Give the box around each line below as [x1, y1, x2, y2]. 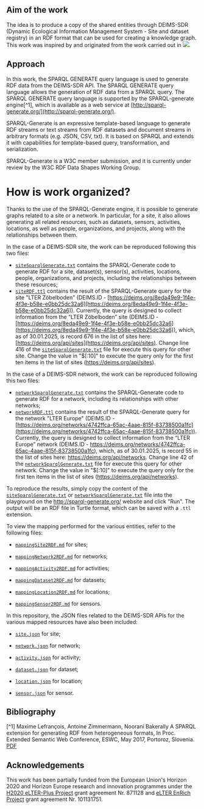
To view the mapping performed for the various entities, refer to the [6, 522, 175, 530]
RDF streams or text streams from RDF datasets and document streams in [6, 126, 192, 133]
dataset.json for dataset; [15, 665, 79, 673]
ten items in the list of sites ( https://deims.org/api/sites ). [15, 358, 156, 365]
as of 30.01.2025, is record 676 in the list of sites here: [15, 333, 152, 340]
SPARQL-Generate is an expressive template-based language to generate [6, 119, 191, 127]
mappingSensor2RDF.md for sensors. [15, 600, 102, 607]
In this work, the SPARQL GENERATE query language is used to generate [6, 75, 189, 82]
